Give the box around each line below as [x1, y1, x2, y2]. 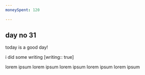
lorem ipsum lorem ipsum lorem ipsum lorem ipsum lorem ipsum [5, 64, 140, 70]
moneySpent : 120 [5, 7, 40, 13]
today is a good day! [5, 44, 49, 51]
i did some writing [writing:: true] [5, 54, 74, 60]
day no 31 [5, 31, 37, 40]
